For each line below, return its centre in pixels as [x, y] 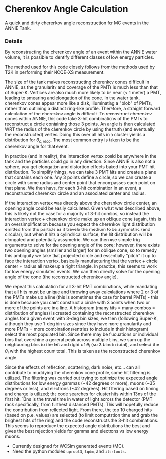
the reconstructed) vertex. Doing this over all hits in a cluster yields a [75, 135]
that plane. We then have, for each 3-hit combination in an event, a [73, 188]
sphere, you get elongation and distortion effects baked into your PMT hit [80, 167]
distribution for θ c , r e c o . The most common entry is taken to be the [72, 141]
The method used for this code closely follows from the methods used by [80, 67]
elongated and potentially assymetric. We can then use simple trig [73, 240]
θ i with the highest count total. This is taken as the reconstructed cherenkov [83, 352]
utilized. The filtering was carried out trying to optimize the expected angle [81, 378]
